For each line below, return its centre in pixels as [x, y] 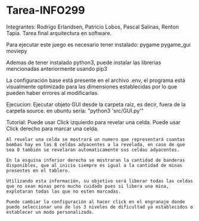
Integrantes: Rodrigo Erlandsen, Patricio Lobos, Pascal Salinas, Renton [93, 27]
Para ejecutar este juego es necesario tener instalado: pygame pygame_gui [98, 45]
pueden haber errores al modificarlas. [53, 93]
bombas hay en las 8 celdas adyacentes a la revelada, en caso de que [96, 144]
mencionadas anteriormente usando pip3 [57, 68]
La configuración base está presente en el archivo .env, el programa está [96, 80]
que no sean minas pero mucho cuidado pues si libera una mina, [88, 186]
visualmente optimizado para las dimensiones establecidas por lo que [92, 86]
